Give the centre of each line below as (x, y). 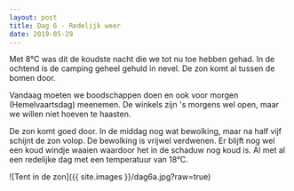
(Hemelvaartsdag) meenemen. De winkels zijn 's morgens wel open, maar (144, 105)
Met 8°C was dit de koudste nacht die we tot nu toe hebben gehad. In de (142, 60)
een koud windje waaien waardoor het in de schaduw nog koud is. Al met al (147, 150)
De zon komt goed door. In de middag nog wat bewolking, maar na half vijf (146, 131)
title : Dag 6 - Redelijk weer (65, 26)
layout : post (33, 17)
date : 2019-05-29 (41, 34)
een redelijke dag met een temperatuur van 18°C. (99, 160)
